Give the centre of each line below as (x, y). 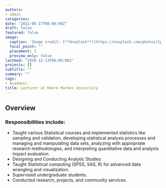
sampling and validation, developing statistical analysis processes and (84, 138)
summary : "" (17, 74)
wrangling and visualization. (41, 170)
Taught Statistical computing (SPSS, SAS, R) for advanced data (76, 164)
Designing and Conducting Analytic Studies (57, 159)
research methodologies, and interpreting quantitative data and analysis (85, 148)
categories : (17, 19)
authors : (14, 10)
